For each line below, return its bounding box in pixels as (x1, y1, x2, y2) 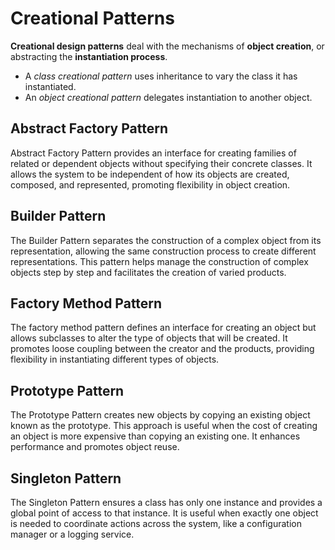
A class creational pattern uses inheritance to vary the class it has (24, 70, 298, 82)
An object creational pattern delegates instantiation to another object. (24, 91, 313, 103)
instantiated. (24, 80, 77, 92)
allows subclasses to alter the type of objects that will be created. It (10, 332, 288, 344)
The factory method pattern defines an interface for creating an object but (10, 322, 317, 334)
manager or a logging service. (10, 528, 135, 540)
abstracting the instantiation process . (10, 50, 168, 62)
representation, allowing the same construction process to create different (10, 245, 317, 257)
